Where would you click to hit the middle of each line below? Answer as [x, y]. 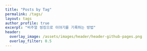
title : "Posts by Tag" [28, 9]
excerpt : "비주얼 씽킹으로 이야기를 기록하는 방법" [51, 28]
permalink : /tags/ [24, 14]
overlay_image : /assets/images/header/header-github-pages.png [76, 37]
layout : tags [18, 18]
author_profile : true [27, 23]
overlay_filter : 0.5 [31, 41]
